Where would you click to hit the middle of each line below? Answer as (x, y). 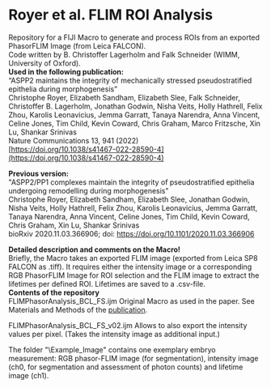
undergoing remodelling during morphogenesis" (89, 190)
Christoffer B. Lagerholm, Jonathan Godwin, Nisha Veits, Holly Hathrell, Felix (135, 106)
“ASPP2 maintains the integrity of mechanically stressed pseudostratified (130, 80)
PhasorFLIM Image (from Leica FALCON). (77, 45)
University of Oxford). (44, 63)
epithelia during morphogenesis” (63, 89)
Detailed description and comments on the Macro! (94, 249)
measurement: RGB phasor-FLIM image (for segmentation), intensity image (133, 358)
